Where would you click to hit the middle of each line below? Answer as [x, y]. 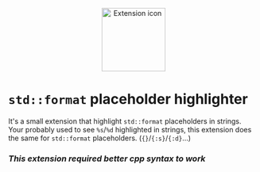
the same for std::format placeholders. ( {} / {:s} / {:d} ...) [100, 138]
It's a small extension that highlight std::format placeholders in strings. [125, 121]
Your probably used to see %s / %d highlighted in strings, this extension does [130, 129]
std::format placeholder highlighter [128, 99]
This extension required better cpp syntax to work [107, 159]
